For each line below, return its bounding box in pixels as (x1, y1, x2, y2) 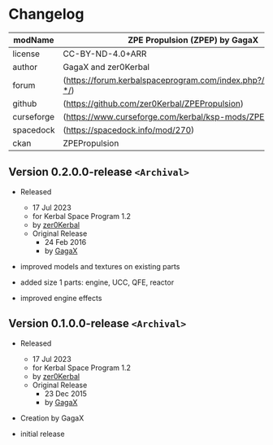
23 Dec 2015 (44, 388, 88, 399)
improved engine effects (19, 293, 102, 303)
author (12, 61, 38, 72)
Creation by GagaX (19, 412, 84, 423)
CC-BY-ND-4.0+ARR (63, 48, 147, 59)
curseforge (12, 111, 55, 122)
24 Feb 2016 (44, 237, 87, 246)
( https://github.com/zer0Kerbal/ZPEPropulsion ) (63, 98, 244, 109)
